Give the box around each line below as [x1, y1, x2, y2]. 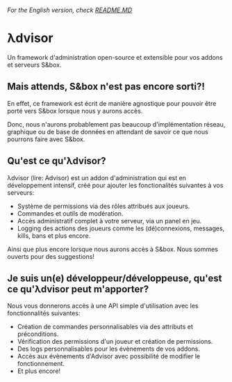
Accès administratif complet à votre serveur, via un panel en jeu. [17, 216, 202, 225]
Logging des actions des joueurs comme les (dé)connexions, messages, [17, 224, 225, 232]
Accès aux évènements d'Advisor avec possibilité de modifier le [17, 352, 200, 360]
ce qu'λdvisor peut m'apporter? [7, 283, 149, 295]
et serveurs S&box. [7, 61, 62, 69]
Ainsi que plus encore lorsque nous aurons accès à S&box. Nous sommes [7, 245, 219, 253]
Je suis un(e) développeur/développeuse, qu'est [7, 272, 222, 284]
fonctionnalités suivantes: [7, 309, 81, 317]
